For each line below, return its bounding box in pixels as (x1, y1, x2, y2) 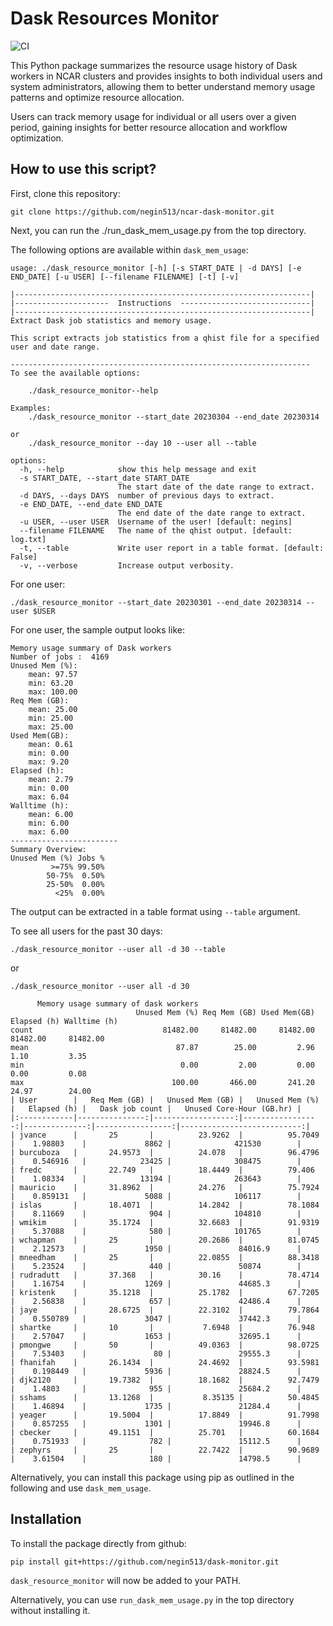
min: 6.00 (28, 818, 70, 828)
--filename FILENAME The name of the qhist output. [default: (19, 525, 293, 536)
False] (10, 552, 38, 562)
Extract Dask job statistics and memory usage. (10, 315, 213, 326)
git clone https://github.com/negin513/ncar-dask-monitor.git (10, 207, 275, 217)
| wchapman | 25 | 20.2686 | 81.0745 (10, 1235, 320, 1245)
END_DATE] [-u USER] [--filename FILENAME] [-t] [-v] (10, 272, 240, 282)
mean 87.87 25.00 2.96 (10, 1042, 315, 1052)
